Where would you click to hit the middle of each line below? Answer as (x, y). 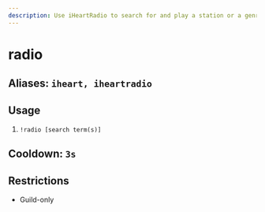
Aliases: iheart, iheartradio (80, 84)
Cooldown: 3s (42, 154)
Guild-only (37, 200)
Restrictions (39, 181)
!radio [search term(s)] (60, 130)
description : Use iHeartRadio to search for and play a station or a (125, 15)
